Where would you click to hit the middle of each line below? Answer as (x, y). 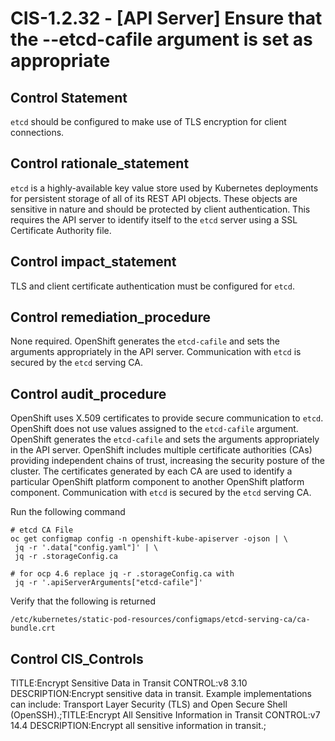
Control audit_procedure (88, 393)
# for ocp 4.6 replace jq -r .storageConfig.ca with (122, 574)
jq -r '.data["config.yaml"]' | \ (86, 548)
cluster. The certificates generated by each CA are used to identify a (151, 471)
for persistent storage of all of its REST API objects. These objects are (154, 198)
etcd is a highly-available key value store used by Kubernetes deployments (164, 188)
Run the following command (68, 512)
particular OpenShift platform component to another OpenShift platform (157, 482)
